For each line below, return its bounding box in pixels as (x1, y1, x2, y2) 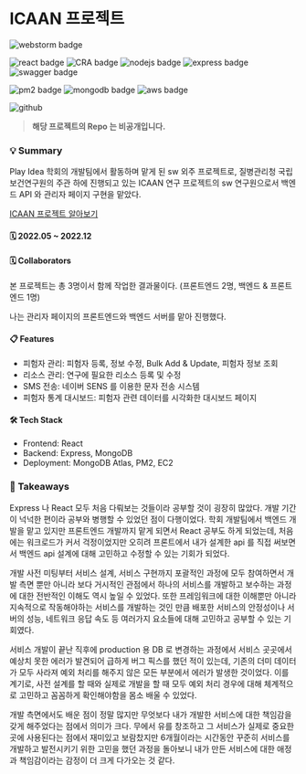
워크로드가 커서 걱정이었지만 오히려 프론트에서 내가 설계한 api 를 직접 (26, 536, 272, 547)
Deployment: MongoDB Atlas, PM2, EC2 (22, 458, 174, 469)
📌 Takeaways (9, 481, 70, 493)
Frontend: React (22, 438, 84, 449)
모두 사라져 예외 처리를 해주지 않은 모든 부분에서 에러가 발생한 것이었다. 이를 (18, 666, 290, 677)
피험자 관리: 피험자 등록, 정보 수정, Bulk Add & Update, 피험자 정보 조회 (22, 358, 279, 369)
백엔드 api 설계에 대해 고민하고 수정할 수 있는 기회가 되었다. (18, 547, 230, 558)
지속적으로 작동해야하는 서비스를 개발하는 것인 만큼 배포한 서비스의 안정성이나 (9, 601, 286, 612)
